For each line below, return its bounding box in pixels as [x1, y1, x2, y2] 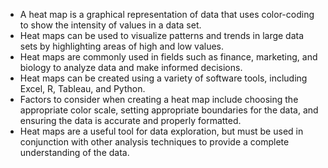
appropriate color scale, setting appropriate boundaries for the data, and [19, 104, 319, 116]
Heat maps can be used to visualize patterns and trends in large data [19, 30, 305, 41]
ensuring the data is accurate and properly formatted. [19, 115, 242, 126]
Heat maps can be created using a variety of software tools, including [19, 72, 308, 84]
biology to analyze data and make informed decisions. [19, 62, 243, 73]
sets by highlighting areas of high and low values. [19, 40, 225, 52]
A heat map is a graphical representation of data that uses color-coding [19, 9, 315, 20]
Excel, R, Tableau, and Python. [19, 83, 146, 94]
